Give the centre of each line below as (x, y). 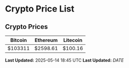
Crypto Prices (27, 27)
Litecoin (73, 40)
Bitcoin (19, 40)
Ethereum (46, 40)
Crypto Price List (40, 9)
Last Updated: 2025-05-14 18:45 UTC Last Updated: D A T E (64, 60)
